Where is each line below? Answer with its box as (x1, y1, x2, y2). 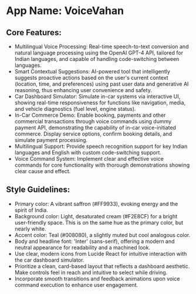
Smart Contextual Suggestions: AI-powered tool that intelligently (14, 68, 170, 75)
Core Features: (6, 28, 62, 38)
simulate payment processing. (14, 137, 88, 143)
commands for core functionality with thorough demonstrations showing (14, 161, 190, 168)
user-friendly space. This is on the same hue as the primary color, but (14, 219, 184, 226)
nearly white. (14, 225, 46, 232)
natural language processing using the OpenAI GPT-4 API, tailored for (14, 49, 184, 56)
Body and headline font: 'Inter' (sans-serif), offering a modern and (14, 238, 175, 245)
